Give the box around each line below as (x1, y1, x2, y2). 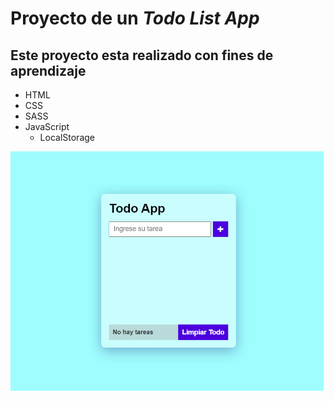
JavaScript (24, 121, 70, 132)
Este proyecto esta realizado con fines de (10, 47, 274, 64)
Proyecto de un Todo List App (10, 7, 260, 30)
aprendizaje (10, 62, 87, 79)
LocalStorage (39, 132, 95, 143)
